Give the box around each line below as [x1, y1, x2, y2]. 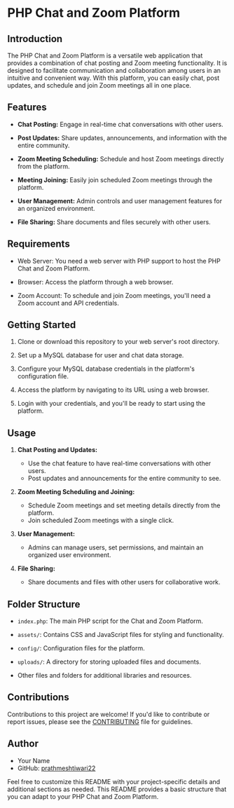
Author [7, 738, 39, 750]
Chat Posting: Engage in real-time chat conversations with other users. [17, 120, 223, 128]
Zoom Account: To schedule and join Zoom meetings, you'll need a [17, 291, 211, 299]
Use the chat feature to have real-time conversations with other [27, 459, 212, 467]
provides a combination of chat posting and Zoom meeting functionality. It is [7, 59, 228, 67]
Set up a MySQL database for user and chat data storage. [17, 351, 184, 360]
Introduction [7, 33, 63, 45]
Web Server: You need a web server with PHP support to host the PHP [17, 256, 221, 265]
